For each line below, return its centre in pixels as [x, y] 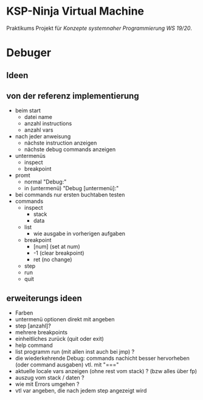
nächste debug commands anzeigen [70, 149]
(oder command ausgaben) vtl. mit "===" [67, 365]
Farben [24, 313]
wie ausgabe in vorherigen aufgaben [79, 234]
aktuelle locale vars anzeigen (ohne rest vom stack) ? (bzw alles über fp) [106, 371]
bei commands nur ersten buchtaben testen [70, 195]
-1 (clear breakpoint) [59, 253]
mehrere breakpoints [41, 332]
